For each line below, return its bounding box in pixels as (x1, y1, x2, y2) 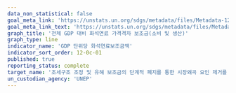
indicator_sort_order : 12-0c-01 (7, 50, 102, 57)
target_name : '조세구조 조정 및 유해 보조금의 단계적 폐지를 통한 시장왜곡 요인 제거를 (7, 69, 228, 76)
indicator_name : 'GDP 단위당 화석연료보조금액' (7, 43, 133, 50)
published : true (7, 56, 55, 63)
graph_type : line (7, 36, 58, 43)
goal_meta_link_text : (7, 23, 71, 30)
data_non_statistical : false (7, 10, 93, 17)
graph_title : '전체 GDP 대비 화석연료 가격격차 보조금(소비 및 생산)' (7, 29, 189, 37)
